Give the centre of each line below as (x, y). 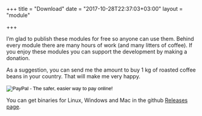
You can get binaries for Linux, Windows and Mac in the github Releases (97, 100)
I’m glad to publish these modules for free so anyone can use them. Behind (100, 39)
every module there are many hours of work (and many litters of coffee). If (99, 45)
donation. (18, 58)
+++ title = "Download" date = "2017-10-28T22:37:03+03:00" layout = (95, 9)
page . (14, 107)
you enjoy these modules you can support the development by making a (97, 52)
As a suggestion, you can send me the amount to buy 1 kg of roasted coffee (101, 70)
